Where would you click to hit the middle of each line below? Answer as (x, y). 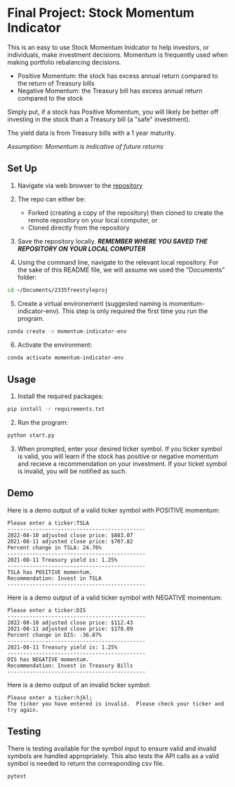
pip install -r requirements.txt (56, 409)
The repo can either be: (52, 199)
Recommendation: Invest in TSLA (54, 578)
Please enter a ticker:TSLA (48, 523)
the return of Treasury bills (56, 83)
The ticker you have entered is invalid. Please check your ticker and (116, 703)
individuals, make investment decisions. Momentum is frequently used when (117, 55)
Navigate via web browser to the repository (80, 185)
